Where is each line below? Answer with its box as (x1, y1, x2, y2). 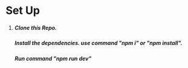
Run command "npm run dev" (14, 55, 92, 62)
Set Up (5, 4, 41, 18)
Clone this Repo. (14, 24, 57, 31)
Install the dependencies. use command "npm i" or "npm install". (14, 39, 183, 47)
